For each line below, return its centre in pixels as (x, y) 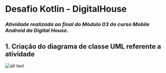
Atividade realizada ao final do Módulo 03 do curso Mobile (77, 24)
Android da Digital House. (37, 30)
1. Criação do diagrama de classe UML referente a (83, 46)
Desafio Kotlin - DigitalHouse (66, 9)
